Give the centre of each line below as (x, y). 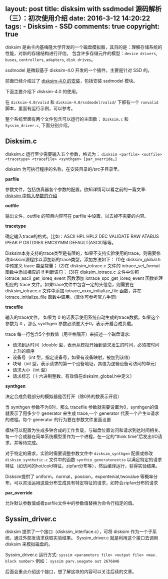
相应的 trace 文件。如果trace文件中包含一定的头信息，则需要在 (69, 284)
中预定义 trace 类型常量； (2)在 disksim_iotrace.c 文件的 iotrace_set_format (82, 265)
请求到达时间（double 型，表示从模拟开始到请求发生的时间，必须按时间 (86, 345)
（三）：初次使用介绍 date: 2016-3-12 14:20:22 (78, 18)
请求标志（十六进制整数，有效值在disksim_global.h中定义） (73, 376)
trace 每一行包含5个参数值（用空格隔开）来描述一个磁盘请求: (68, 334)
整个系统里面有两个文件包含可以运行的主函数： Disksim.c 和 (67, 119)
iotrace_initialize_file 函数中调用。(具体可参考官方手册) (61, 297)
